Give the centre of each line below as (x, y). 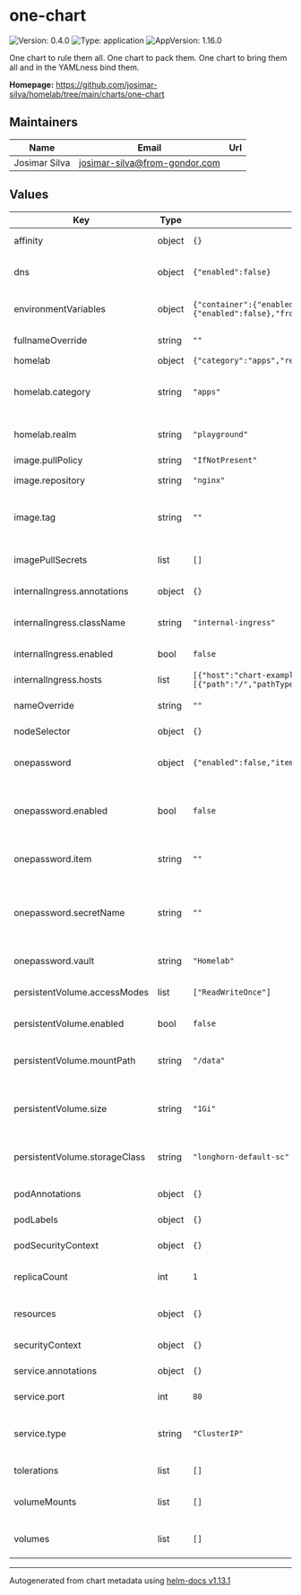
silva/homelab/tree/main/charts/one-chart (87, 94)
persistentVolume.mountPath (75, 1060)
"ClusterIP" (218, 1433)
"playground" (220, 434)
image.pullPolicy (48, 460)
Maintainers (44, 122)
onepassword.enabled (61, 810)
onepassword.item (53, 858)
